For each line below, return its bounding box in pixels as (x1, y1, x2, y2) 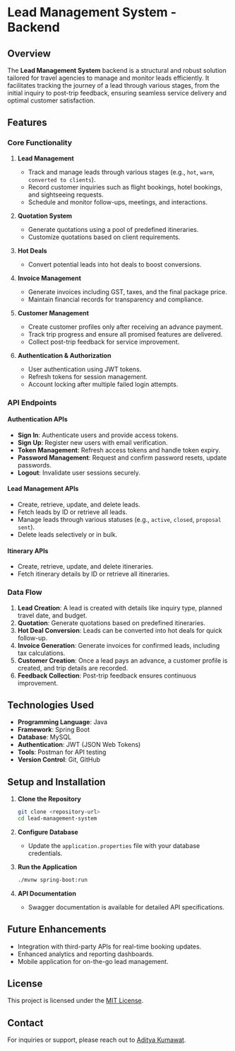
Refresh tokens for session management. (28, 372, 148, 381)
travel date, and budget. (17, 611, 88, 620)
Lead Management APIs (7, 484, 79, 493)
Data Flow (7, 588, 42, 598)
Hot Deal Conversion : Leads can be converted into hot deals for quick (17, 626, 222, 634)
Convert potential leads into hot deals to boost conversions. (28, 260, 202, 269)
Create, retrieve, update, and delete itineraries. (17, 562, 154, 571)
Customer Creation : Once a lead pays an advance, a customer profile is (17, 656, 228, 665)
